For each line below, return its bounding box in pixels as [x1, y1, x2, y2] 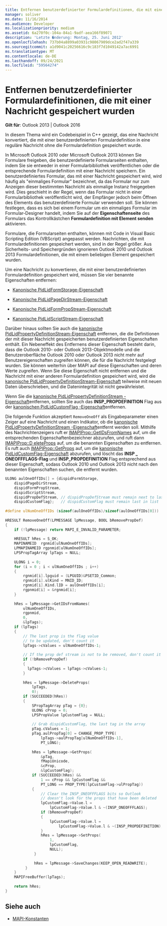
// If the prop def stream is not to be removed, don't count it [23, 652, 162, 657]
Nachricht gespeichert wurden [5, 106, 135, 117]
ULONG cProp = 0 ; [31, 708, 68, 713]
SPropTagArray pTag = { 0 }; [31, 703, 88, 708]
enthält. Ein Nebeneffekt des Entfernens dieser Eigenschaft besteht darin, [5, 341, 156, 347]
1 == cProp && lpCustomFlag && [40, 777, 106, 782]
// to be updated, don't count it [23, 638, 94, 643]
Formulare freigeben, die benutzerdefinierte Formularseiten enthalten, [5, 157, 148, 163]
